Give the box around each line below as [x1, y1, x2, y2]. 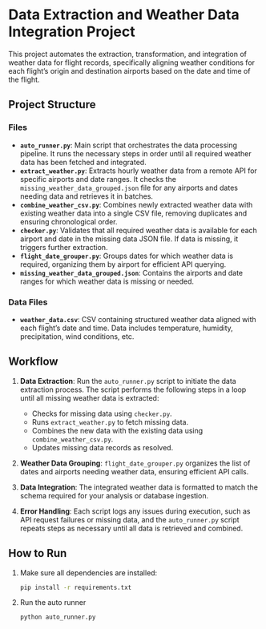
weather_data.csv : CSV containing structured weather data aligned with [19, 314, 256, 324]
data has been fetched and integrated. [19, 157, 147, 167]
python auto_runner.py [19, 613, 96, 622]
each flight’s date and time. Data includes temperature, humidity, [19, 323, 234, 333]
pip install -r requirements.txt [19, 583, 132, 591]
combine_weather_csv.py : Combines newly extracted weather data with [19, 200, 253, 209]
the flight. [8, 75, 40, 84]
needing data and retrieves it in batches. [19, 191, 154, 201]
